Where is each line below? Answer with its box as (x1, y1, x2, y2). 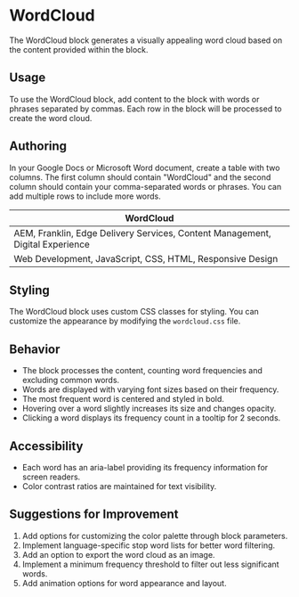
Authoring (9, 139, 68, 154)
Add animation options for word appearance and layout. (21, 577, 227, 588)
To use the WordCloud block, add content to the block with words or (9, 94, 260, 104)
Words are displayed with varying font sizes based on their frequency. (21, 384, 279, 395)
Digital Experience (13, 238, 91, 250)
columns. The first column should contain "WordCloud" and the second (9, 171, 271, 183)
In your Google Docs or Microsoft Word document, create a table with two (9, 162, 280, 173)
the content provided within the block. (9, 44, 149, 54)
